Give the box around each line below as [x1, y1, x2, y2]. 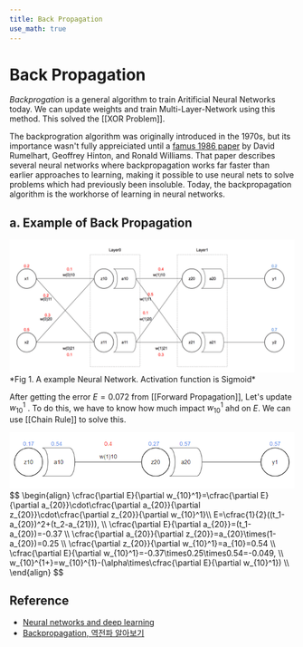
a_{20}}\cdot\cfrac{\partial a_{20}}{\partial [41, 499, 201, 510]
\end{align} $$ [9, 566, 64, 577]
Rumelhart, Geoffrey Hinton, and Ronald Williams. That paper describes [9, 150, 276, 161]
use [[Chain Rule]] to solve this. [9, 413, 127, 425]
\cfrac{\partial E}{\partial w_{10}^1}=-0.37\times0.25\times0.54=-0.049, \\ [9, 547, 284, 558]
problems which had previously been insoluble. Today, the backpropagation [9, 179, 292, 190]
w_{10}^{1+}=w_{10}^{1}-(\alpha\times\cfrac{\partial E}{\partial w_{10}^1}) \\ [9, 557, 289, 568]
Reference [9, 594, 70, 609]
